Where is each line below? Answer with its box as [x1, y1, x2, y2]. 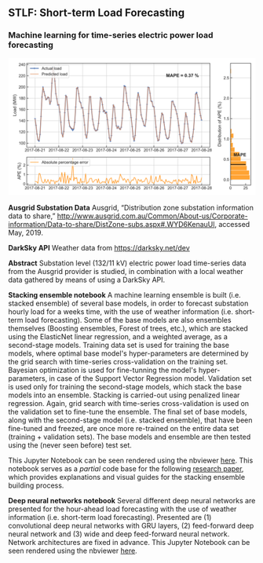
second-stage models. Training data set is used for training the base [8, 341, 230, 350]
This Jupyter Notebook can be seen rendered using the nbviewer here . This [8, 455, 254, 466]
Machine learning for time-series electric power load [8, 30, 214, 41]
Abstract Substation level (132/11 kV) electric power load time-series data [8, 258, 247, 268]
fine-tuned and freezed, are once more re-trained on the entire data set [8, 424, 239, 433]
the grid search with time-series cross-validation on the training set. [8, 357, 228, 367]
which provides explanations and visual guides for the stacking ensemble [8, 473, 246, 482]
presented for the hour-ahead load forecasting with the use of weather [8, 504, 237, 514]
